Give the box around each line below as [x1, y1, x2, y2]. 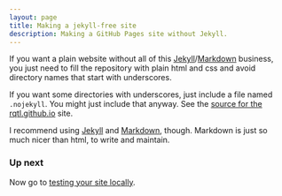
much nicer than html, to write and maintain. [9, 134, 170, 146]
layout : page [9, 12, 58, 22]
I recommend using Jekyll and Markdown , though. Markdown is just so [9, 125, 268, 136]
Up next [9, 156, 44, 169]
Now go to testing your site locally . [9, 177, 136, 187]
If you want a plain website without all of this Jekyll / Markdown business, [9, 54, 274, 64]
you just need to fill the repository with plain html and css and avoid [9, 63, 256, 73]
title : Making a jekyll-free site [9, 21, 137, 30]
